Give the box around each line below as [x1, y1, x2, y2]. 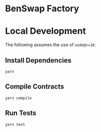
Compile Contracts [5, 82, 64, 91]
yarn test [5, 122, 26, 127]
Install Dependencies [5, 56, 71, 65]
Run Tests [5, 109, 36, 117]
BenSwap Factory [5, 3, 79, 14]
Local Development [5, 26, 86, 37]
